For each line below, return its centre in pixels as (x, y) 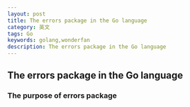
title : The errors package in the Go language (77, 21)
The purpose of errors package (62, 96)
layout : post (27, 14)
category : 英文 (29, 27)
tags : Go (20, 34)
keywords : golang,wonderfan (49, 40)
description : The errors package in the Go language (87, 47)
